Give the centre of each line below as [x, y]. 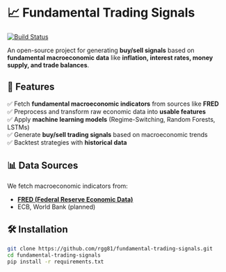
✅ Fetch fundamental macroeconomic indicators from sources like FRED [113, 104]
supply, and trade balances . [48, 65]
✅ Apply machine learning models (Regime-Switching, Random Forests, [111, 119]
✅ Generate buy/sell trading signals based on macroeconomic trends [107, 134]
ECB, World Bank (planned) [56, 207]
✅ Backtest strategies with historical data [67, 142]
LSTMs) [18, 127]
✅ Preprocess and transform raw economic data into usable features [107, 111]
